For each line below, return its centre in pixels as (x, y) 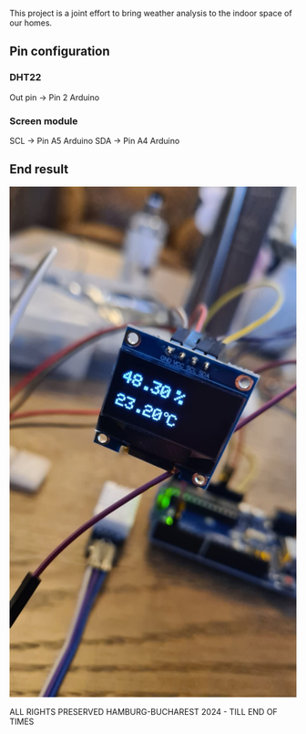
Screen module (44, 120)
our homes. (31, 23)
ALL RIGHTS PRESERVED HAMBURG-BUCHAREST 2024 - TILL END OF (143, 711)
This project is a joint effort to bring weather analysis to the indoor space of (151, 13)
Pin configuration (60, 52)
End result (39, 169)
